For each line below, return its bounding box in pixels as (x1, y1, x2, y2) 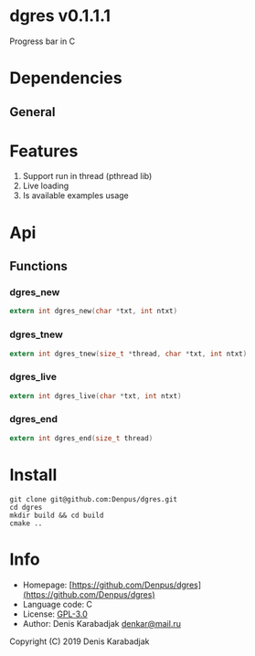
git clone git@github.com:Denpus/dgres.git (9, 494, 178, 503)
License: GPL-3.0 (22, 608, 89, 619)
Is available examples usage (22, 190, 130, 201)
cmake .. (9, 518, 43, 528)
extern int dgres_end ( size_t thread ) (9, 433, 154, 443)
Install (9, 464, 58, 485)
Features (9, 141, 79, 161)
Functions (9, 259, 69, 274)
